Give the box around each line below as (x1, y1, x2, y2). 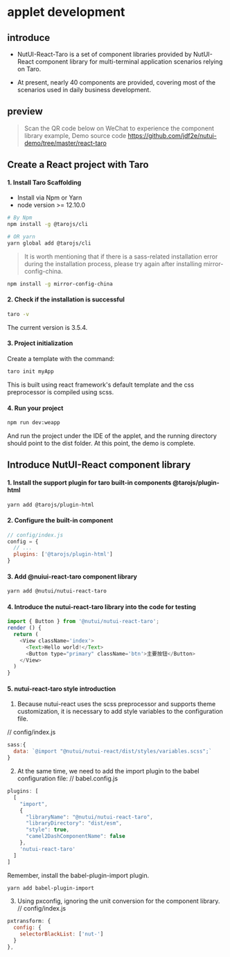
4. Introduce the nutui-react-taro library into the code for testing (7, 602, 196, 611)
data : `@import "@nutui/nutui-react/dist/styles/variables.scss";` (13, 748, 213, 755)
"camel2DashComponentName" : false (25, 833, 126, 840)
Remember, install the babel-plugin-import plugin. (7, 871, 150, 879)
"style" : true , (25, 826, 70, 834)
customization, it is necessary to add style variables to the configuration (17, 708, 224, 716)
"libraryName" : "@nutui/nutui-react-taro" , (25, 814, 154, 820)
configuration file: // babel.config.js (17, 774, 118, 783)
